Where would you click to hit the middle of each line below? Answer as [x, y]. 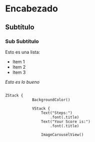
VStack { [41, 108]
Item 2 [19, 67]
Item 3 [19, 72]
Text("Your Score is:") [66, 122]
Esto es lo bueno [22, 82]
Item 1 [18, 62]
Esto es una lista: [23, 52]
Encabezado [32, 9]
